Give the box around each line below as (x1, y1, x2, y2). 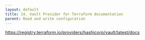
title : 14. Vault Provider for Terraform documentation (5, 12, 123, 17)
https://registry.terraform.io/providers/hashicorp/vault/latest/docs (5, 30, 140, 36)
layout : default (5, 7, 39, 12)
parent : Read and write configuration (5, 16, 85, 21)
